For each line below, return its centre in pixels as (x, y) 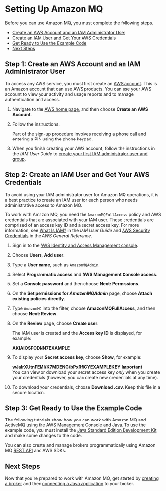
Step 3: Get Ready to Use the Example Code (74, 408)
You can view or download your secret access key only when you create (86, 372)
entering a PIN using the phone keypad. (53, 139)
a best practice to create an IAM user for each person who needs (72, 200)
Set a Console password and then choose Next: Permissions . (76, 283)
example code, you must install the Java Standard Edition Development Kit (81, 430)
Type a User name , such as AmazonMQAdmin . (56, 265)
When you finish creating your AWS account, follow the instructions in (83, 148)
